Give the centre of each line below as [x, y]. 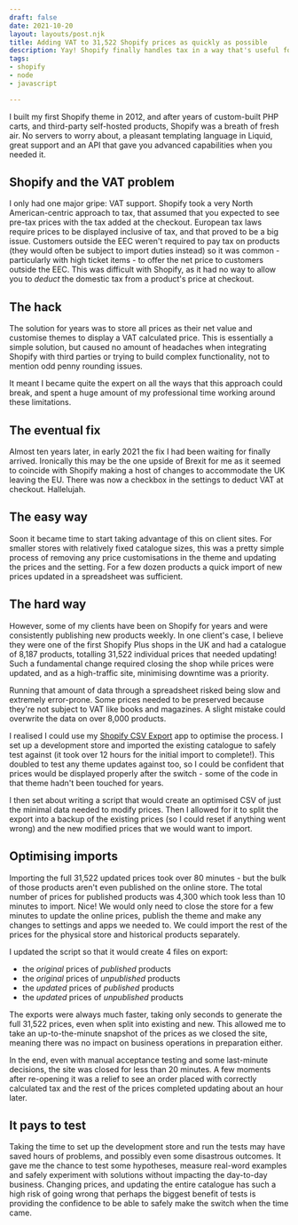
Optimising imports [63, 857]
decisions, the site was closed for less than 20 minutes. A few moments [140, 1069]
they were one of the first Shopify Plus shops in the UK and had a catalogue [148, 644]
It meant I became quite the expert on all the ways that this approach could [146, 384]
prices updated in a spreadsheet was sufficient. [96, 576]
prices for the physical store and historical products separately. [125, 935]
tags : [19, 59]
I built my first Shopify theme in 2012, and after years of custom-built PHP [144, 116]
